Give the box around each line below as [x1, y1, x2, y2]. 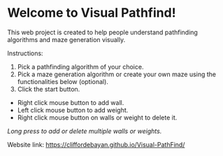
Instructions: [7, 49, 43, 57]
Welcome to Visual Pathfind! [7, 5, 176, 21]
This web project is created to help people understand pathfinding [7, 28, 198, 36]
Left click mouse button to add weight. [17, 106, 129, 114]
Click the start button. [17, 85, 80, 93]
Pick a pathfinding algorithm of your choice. [17, 62, 144, 71]
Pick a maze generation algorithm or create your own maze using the [17, 70, 217, 78]
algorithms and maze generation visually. [7, 35, 126, 43]
